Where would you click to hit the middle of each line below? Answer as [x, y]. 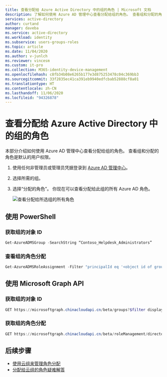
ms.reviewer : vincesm [28, 61]
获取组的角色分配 [26, 323]
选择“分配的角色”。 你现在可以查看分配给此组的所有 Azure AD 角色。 [83, 189]
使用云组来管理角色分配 [36, 364]
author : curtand [22, 24]
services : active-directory [34, 19]
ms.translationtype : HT [30, 84]
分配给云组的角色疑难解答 [39, 370]
